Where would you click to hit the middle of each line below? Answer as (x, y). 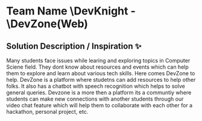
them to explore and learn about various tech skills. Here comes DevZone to (101, 73)
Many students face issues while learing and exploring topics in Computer (98, 60)
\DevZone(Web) (47, 24)
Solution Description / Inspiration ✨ (74, 46)
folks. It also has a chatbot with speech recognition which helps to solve (96, 86)
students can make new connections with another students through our (95, 99)
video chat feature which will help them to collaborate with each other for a (99, 105)
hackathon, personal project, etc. (47, 112)
